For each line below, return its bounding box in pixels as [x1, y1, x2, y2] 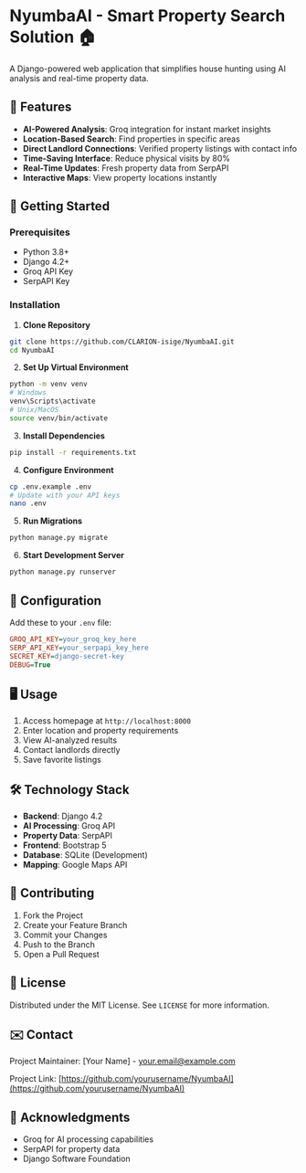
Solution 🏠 [9, 26, 97, 48]
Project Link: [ [9, 1073, 62, 1084]
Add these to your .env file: [9, 617, 112, 628]
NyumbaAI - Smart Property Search [9, 5, 286, 26]
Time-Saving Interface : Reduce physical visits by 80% [22, 153, 231, 164]
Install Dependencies [22, 430, 105, 441]
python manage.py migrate [9, 534, 108, 543]
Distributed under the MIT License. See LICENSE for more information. [9, 999, 269, 1010]
